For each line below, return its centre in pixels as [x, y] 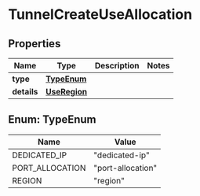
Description [117, 66]
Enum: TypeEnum [52, 120]
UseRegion [67, 92]
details [25, 92]
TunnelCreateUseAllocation [100, 15]
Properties [35, 44]
